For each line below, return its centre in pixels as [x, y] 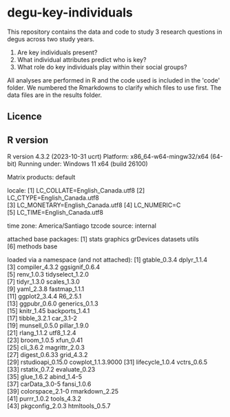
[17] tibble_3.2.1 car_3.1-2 [42, 319]
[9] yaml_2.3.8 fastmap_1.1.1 [46, 289]
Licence [25, 117]
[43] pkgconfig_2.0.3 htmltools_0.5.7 [59, 406]
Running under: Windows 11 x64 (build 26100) [83, 164]
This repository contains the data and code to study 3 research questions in [115, 32]
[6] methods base [32, 246]
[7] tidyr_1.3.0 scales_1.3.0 [44, 282]
